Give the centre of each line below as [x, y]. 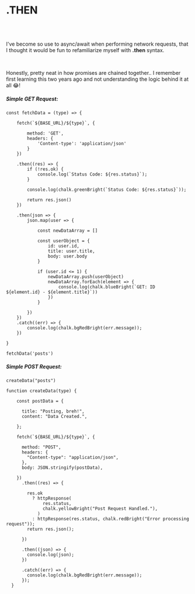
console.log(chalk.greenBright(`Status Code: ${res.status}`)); [107, 190]
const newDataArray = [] [67, 231]
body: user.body [67, 256]
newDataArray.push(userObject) [86, 277]
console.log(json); [51, 554]
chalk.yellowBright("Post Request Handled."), [100, 509]
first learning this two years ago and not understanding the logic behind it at [97, 79]
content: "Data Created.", [54, 416]
